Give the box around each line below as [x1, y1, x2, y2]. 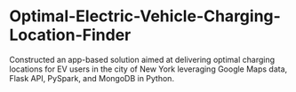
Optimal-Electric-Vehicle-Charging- [9, 6, 282, 27]
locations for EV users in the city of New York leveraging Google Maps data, [9, 64, 288, 74]
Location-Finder [9, 25, 132, 45]
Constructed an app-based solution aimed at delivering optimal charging [9, 54, 276, 65]
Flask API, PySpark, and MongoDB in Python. [9, 73, 175, 83]
